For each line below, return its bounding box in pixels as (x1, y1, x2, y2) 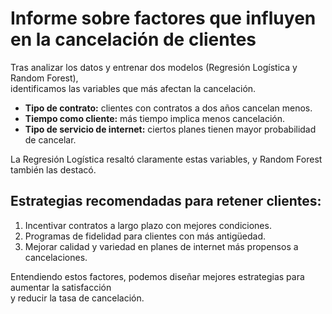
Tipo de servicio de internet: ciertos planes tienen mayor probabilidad (24, 123, 317, 135)
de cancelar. (24, 133, 77, 146)
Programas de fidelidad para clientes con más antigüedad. (24, 230, 267, 242)
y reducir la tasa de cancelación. (10, 292, 145, 304)
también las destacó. (10, 163, 97, 176)
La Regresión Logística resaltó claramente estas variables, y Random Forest (10, 153, 323, 165)
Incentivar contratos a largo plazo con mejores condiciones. (24, 219, 272, 231)
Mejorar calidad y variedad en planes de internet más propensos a (24, 240, 299, 252)
